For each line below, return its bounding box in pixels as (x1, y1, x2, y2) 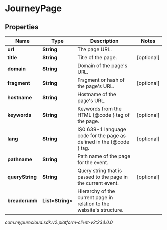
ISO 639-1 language (77, 126, 127, 133)
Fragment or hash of (77, 77, 125, 83)
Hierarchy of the (77, 188, 115, 195)
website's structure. (77, 207, 124, 213)
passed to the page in (77, 173, 128, 180)
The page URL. (77, 46, 112, 53)
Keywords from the (77, 105, 122, 112)
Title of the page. (77, 54, 117, 61)
